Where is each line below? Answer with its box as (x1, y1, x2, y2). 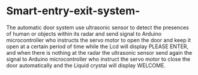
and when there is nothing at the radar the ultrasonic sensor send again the (6, 49, 193, 56)
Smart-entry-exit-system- (6, 4, 140, 18)
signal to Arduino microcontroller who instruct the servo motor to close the (6, 55, 191, 62)
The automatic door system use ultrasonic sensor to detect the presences (6, 24, 189, 31)
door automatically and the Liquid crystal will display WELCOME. (6, 61, 166, 69)
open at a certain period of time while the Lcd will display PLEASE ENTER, (6, 43, 189, 50)
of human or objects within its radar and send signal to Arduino (6, 30, 162, 37)
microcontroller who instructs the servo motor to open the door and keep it (6, 36, 191, 43)
